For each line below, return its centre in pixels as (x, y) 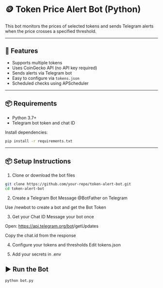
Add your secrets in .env (37, 254)
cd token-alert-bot (25, 189)
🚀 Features (22, 51)
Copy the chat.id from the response (41, 235)
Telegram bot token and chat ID (43, 123)
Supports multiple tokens (37, 62)
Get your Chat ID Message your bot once (53, 217)
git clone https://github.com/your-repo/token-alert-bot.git (68, 184)
